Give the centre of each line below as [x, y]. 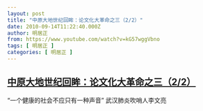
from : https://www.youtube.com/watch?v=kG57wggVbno [83, 40]
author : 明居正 [27, 33]
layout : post [26, 14]
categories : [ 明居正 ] [40, 53]
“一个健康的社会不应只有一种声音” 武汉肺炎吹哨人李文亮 [87, 100]
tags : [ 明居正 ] [31, 46]
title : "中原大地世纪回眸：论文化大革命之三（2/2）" [75, 20]
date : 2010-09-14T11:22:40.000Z [54, 26]
